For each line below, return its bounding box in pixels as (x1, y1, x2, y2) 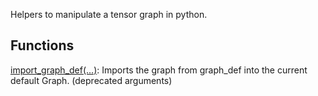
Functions (10, 37, 75, 54)
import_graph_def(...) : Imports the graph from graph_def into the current (10, 64, 308, 76)
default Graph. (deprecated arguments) (10, 74, 173, 86)
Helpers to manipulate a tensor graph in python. (10, 9, 208, 20)
